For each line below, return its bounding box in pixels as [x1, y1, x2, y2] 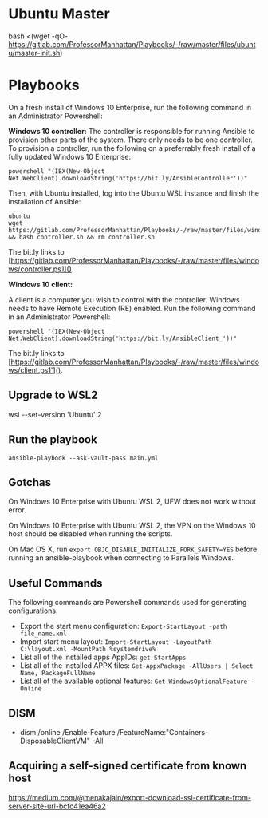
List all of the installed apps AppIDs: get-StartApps [19, 652, 187, 662]
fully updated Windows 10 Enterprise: [8, 152, 132, 161]
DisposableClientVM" [19, 736, 90, 745]
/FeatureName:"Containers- [116, 727, 209, 737]
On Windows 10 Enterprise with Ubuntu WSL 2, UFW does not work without [8, 496, 257, 507]
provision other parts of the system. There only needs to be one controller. [8, 135, 254, 144]
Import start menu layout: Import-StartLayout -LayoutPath [19, 637, 213, 646]
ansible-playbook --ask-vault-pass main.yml [8, 454, 159, 462]
